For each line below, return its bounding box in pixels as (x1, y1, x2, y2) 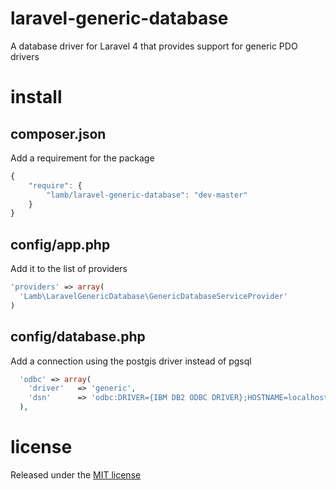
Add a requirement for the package (10, 152, 155, 164)
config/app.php (10, 236, 111, 253)
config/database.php (10, 328, 146, 346)
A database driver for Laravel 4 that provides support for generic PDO (10, 40, 298, 52)
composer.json (10, 125, 107, 142)
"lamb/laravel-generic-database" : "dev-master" (46, 190, 248, 200)
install (10, 86, 63, 109)
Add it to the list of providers (10, 263, 128, 275)
